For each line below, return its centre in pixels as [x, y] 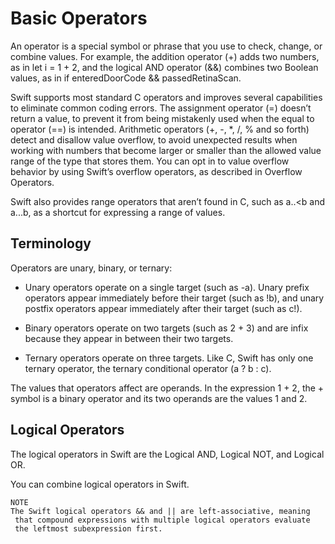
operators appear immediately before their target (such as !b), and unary [174, 298]
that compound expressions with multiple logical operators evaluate [162, 520]
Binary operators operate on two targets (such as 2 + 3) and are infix [166, 328]
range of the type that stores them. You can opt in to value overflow [150, 161]
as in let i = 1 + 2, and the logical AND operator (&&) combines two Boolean [164, 67]
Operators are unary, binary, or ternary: [91, 268]
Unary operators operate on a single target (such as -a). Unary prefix [167, 287]
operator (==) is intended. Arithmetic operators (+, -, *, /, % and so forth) [160, 129]
